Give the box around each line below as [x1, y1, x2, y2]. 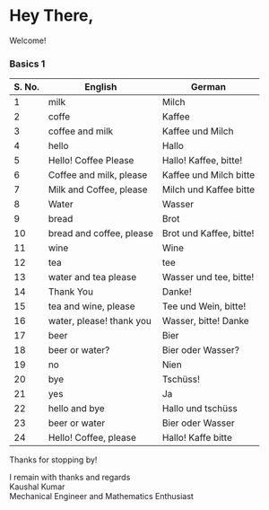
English [84, 81, 117, 93]
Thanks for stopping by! [9, 454, 98, 465]
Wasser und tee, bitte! [161, 271, 255, 284]
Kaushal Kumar [9, 481, 65, 492]
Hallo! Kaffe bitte [161, 432, 233, 444]
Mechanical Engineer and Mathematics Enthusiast [9, 491, 195, 502]
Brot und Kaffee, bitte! [161, 227, 255, 240]
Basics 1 [9, 57, 46, 70]
